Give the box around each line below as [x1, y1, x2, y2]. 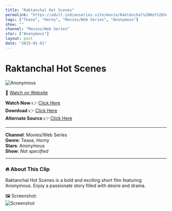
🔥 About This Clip [5, 166, 50, 173]
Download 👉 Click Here [5, 107, 57, 113]
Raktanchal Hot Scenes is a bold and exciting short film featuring [5, 177, 142, 183]
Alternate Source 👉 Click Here [5, 115, 73, 121]
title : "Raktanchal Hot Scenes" [5, 7, 74, 13]
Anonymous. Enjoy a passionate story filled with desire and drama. [5, 182, 146, 189]
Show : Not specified [5, 148, 49, 154]
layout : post [5, 36, 33, 41]
